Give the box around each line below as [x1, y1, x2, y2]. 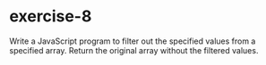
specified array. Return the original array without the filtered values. [9, 45, 259, 55]
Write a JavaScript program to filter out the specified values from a [9, 36, 256, 46]
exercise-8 [9, 6, 92, 27]
